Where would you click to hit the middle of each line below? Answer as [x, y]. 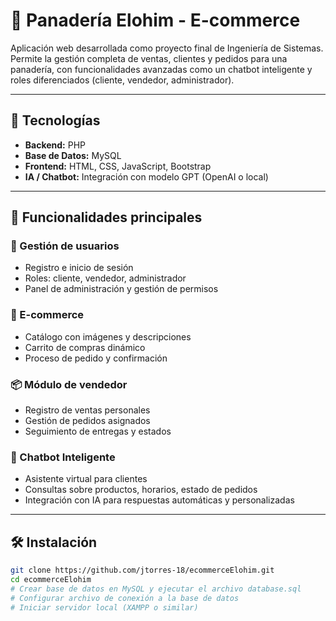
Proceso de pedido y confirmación [96, 358]
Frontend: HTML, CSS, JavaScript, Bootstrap [118, 166]
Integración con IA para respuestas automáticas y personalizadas [159, 500]
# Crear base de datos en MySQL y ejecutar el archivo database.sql [156, 589]
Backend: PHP [55, 145]
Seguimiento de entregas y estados [98, 431]
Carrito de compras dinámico [85, 347]
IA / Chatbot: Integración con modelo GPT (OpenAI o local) [146, 176]
